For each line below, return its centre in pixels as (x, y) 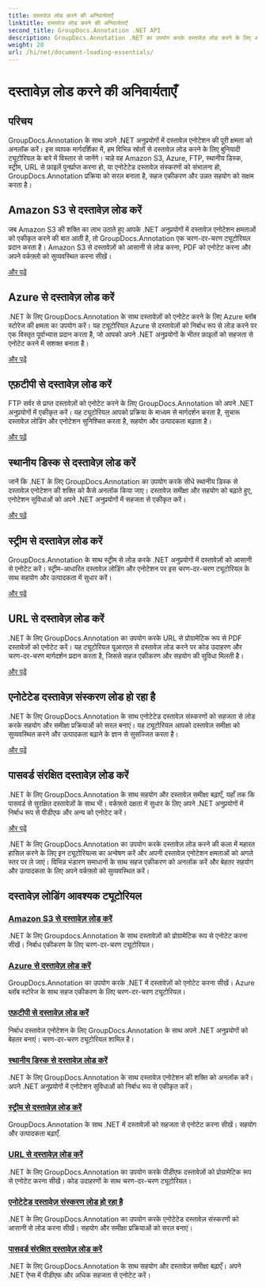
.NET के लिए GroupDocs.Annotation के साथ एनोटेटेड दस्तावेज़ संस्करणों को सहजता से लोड (132, 716)
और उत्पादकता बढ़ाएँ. (34, 1133)
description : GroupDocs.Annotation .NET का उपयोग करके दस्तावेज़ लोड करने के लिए (130, 38)
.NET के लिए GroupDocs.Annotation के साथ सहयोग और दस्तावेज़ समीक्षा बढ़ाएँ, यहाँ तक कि (131, 794)
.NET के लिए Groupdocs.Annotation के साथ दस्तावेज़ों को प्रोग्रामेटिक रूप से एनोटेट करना (128, 936)
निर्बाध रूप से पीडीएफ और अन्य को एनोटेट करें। (68, 812)
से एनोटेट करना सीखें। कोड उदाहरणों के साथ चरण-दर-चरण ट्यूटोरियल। (100, 1181)
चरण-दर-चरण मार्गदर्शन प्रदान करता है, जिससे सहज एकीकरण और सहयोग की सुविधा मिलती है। (126, 655)
